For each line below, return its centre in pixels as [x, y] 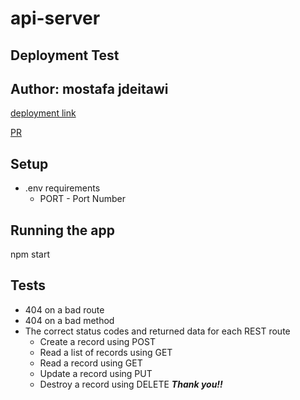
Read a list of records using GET [106, 352]
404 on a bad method [69, 320]
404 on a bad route [64, 309]
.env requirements [62, 188]
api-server [55, 18]
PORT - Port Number [82, 199]
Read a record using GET [91, 363]
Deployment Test [65, 55]
